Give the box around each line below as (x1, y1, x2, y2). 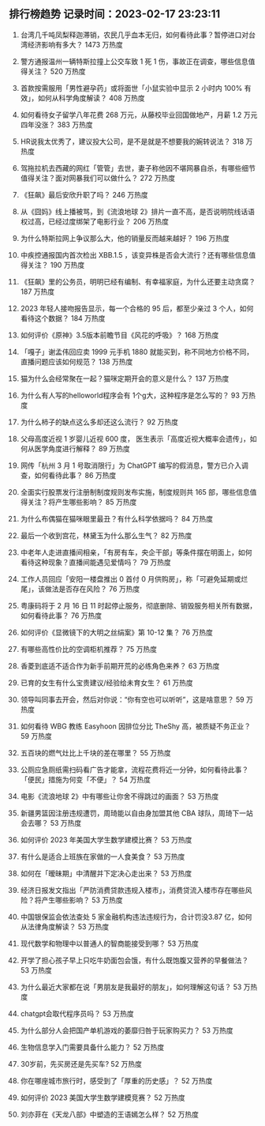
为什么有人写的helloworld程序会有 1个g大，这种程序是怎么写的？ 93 (20, 390, 240, 400)
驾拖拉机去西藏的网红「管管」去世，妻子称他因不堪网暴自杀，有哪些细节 (20, 163, 256, 172)
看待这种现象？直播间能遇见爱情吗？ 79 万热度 (20, 557, 172, 567)
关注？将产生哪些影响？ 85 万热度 (27, 497, 137, 507)
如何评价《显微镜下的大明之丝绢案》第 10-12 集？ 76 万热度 (20, 627, 214, 637)
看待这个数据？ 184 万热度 (20, 313, 106, 322)
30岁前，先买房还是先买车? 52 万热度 (20, 1059, 143, 1068)
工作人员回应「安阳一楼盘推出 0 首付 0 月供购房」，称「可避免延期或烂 (20, 574, 248, 583)
